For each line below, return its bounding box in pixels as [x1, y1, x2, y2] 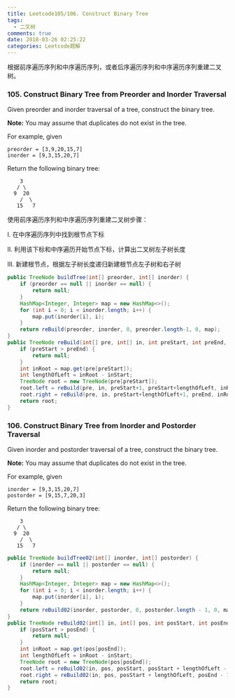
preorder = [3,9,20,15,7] [7, 146, 83, 153]
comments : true [7, 29, 52, 37]
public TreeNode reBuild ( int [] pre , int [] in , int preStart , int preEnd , [7, 339, 227, 346]
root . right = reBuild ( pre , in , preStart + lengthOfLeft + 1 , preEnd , [20, 391, 215, 399]
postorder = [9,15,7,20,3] [7, 492, 86, 499]
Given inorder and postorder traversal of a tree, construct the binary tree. [7, 445, 218, 453]
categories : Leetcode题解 [7, 43, 80, 50]
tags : [7, 17, 23, 24]
